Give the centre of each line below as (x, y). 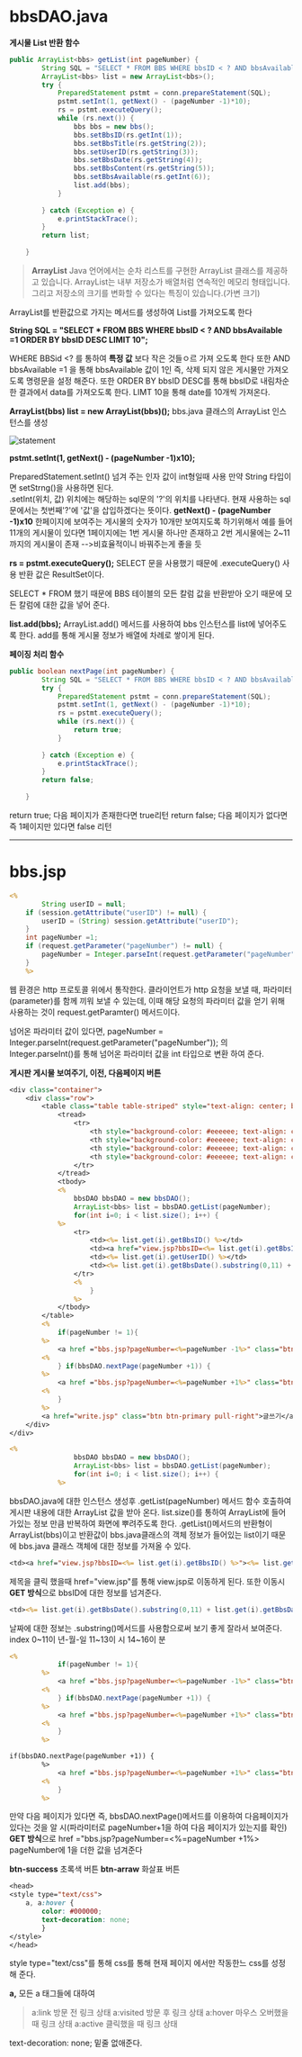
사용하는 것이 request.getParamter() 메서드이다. (95, 1012)
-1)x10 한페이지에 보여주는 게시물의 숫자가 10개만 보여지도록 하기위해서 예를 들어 (151, 521)
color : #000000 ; (72, 1911)
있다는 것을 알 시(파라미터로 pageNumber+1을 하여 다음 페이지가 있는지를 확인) (148, 1827)
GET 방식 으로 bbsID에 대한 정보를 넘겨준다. (85, 1592)
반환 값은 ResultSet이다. (62, 574)
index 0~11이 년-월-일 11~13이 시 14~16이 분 (88, 1639)
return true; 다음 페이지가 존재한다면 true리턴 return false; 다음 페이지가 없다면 (149, 815)
